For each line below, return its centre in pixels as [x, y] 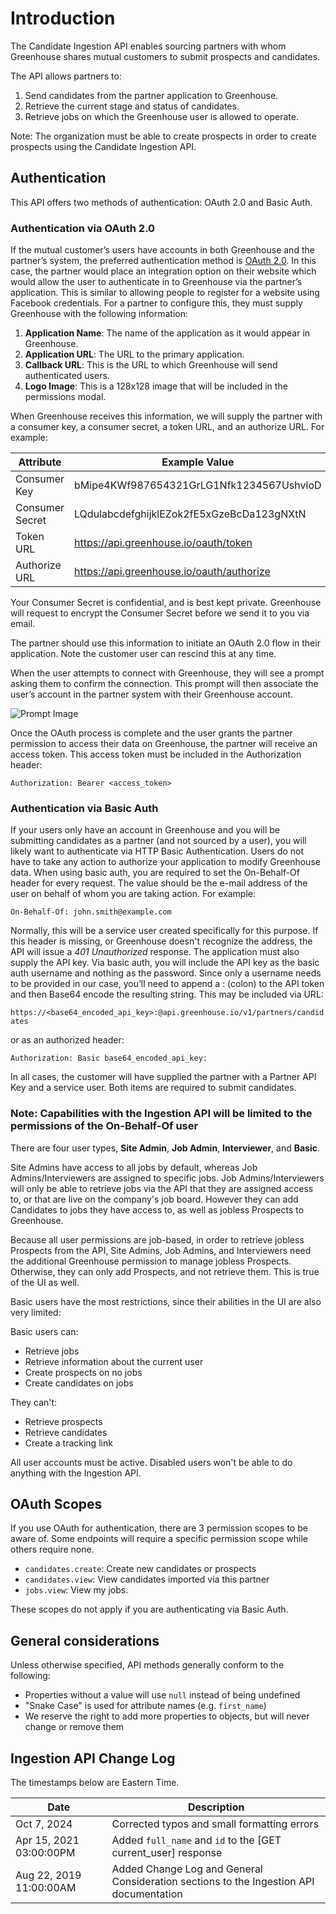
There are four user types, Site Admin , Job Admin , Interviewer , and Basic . [165, 1148]
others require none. [52, 1549]
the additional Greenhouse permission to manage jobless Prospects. [151, 1261]
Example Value [198, 462]
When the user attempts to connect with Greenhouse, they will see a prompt [167, 673]
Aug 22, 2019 [48, 1875]
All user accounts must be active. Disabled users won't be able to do [151, 1462]
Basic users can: [44, 1331]
